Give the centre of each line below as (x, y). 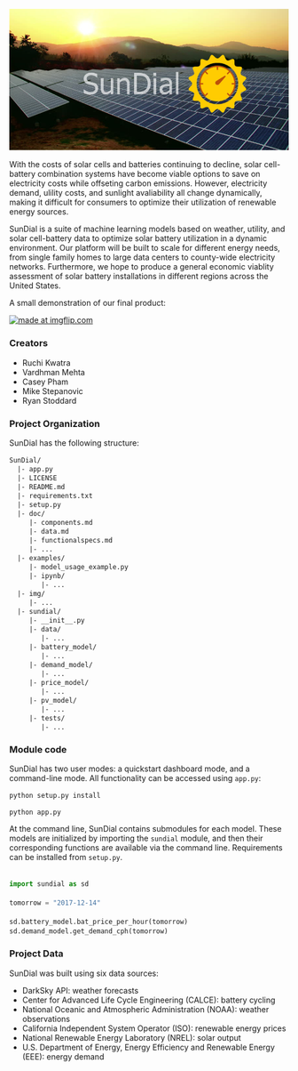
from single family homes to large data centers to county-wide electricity (142, 257)
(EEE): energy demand (63, 1056)
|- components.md (61, 522)
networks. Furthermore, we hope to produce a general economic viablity (142, 267)
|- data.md (49, 531)
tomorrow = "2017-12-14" (55, 903)
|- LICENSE (37, 478)
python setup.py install (55, 796)
